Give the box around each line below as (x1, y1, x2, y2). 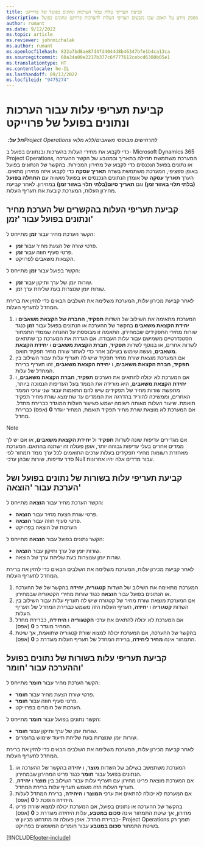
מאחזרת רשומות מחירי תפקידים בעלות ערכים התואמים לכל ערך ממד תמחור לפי (6, 448, 188, 456)
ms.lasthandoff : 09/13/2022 (6, 71, 78, 77)
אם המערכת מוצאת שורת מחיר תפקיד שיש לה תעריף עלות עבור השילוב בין (15, 354, 186, 361)
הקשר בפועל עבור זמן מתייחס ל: (6, 266, 80, 274)
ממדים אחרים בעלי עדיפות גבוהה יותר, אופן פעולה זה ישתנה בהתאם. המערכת (6, 442, 184, 450)
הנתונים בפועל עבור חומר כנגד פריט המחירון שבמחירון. (15, 770, 142, 778)
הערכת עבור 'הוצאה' (6, 483, 82, 493)
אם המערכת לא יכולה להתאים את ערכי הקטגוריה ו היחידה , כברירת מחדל (15, 616, 184, 623)
